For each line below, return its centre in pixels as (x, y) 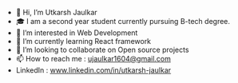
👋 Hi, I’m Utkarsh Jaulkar (56, 12)
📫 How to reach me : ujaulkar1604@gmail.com (93, 59)
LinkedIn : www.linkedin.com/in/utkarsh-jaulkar (93, 70)
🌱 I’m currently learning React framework (83, 41)
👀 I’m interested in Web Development (77, 33)
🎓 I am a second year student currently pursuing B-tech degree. (123, 21)
